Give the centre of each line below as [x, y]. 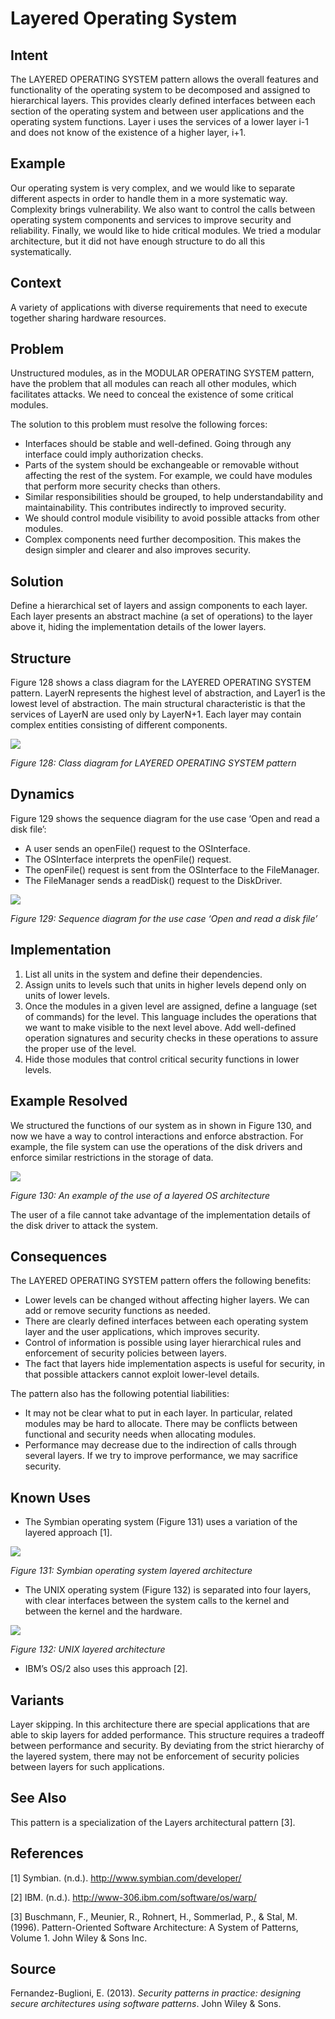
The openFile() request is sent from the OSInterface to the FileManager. [172, 869]
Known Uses [51, 1497]
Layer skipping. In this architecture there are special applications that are [160, 1724]
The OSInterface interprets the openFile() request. [128, 859]
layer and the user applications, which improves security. [142, 1332]
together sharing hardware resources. [88, 318]
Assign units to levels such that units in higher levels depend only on [165, 984]
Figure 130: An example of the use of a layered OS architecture [140, 1195]
